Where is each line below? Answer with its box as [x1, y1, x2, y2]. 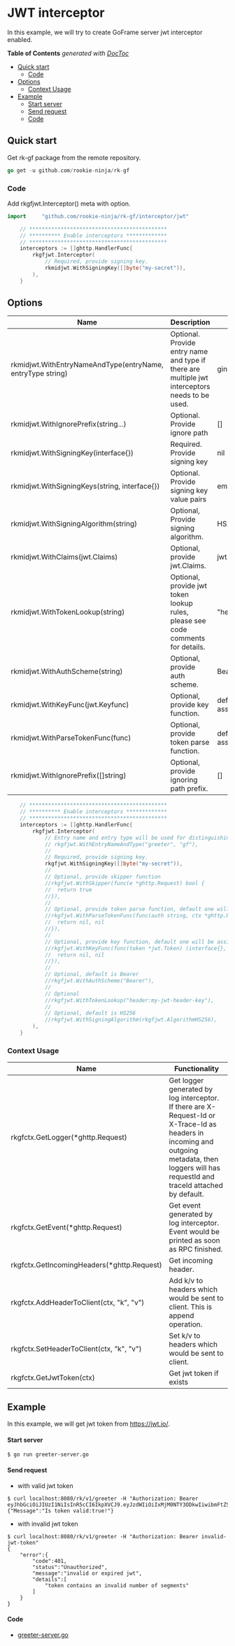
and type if [170, 355, 206, 365]
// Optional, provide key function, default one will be [44, 938, 215, 945]
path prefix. [170, 784, 208, 794]
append [169, 1311, 194, 1321]
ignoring [170, 775, 198, 785]
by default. [169, 1189, 204, 1199]
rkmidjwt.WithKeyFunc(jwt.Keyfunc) [10, 700, 129, 710]
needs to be [170, 390, 210, 400]
